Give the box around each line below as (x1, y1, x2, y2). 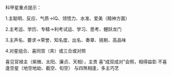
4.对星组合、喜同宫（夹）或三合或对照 (5, 48, 86, 54)
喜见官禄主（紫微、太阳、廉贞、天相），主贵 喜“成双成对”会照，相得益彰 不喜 (5, 59, 167, 65)
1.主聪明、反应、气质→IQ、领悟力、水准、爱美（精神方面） (5, 15, 130, 21)
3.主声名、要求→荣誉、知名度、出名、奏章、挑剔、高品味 (5, 37, 126, 43)
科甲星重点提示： (5, 5, 42, 10)
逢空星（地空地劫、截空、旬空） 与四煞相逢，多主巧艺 (5, 65, 119, 71)
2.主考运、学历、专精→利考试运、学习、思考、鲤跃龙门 (5, 26, 122, 32)
